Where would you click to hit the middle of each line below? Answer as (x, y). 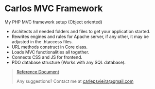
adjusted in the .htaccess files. (42, 41)
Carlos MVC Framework (54, 9)
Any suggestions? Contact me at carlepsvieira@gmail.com (75, 81)
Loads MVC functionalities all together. (50, 52)
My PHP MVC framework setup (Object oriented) (53, 22)
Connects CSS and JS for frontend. (47, 57)
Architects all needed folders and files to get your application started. (81, 31)
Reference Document (38, 71)
